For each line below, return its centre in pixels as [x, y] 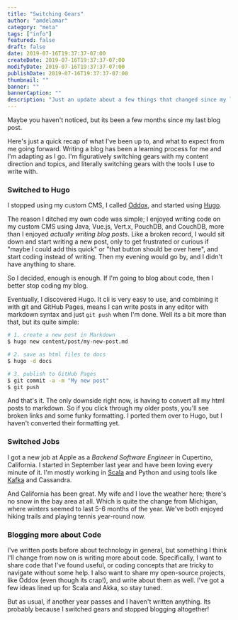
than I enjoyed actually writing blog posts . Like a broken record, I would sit [116, 234]
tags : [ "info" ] [30, 34]
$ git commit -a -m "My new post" [58, 381]
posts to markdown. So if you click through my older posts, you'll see [108, 408]
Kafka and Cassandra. [40, 479]
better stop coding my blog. [48, 285]
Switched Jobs [34, 442]
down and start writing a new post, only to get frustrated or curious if [108, 241]
